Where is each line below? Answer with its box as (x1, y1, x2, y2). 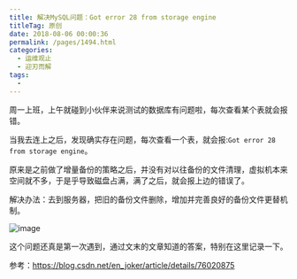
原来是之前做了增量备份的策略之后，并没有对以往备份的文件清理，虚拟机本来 (9, 164, 288, 174)
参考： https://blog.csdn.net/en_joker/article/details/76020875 (9, 260, 235, 270)
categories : (9, 46, 53, 55)
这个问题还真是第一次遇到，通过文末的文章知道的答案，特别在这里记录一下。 (9, 241, 288, 252)
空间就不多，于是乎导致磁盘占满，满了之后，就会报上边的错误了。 (9, 174, 249, 186)
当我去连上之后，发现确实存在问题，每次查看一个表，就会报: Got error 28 (9, 134, 276, 144)
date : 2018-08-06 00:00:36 (9, 29, 109, 38)
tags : (9, 71, 29, 80)
